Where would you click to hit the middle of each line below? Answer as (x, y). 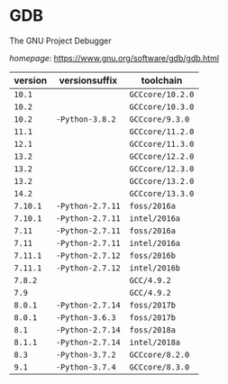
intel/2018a (155, 342)
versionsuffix (88, 80)
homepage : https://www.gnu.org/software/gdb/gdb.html (114, 58)
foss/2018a (152, 329)
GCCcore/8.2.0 (160, 354)
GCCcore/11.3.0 (162, 144)
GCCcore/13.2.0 (162, 181)
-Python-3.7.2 (86, 354)
